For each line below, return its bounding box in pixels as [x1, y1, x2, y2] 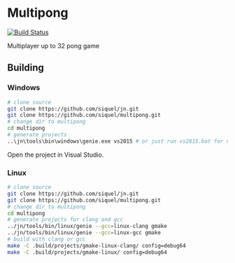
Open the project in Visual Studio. [7, 150, 104, 159]
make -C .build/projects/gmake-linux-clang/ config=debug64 [7, 242, 187, 249]
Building [7, 62, 44, 74]
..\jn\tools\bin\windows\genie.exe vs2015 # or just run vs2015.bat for [7, 138, 224, 145]
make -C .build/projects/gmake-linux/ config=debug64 [7, 248, 168, 256]
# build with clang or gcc [7, 236, 86, 243]
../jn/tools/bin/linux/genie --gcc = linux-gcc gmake [7, 229, 161, 236]
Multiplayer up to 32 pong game [7, 41, 100, 50]
